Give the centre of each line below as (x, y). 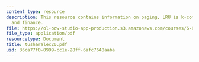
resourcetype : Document (36, 39)
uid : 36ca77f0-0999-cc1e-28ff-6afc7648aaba (61, 50)
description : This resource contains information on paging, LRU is (92, 17)
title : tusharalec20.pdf (37, 45)
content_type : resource (36, 12)
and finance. (28, 22)
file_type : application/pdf (41, 34)
